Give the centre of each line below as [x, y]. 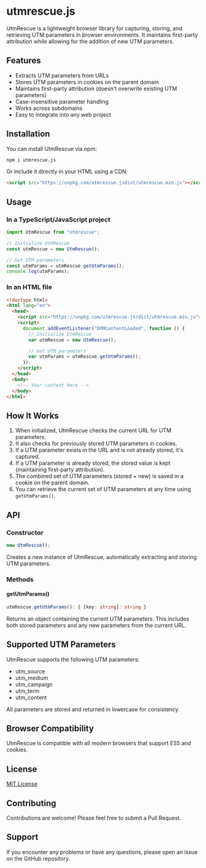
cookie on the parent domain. [52, 482]
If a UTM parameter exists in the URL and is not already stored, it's [99, 450]
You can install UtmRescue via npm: [51, 149]
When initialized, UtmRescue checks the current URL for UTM [93, 430]
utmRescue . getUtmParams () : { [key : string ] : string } [77, 607]
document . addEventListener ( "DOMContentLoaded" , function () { [104, 328]
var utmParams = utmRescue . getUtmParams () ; [85, 357]
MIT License [22, 784]
